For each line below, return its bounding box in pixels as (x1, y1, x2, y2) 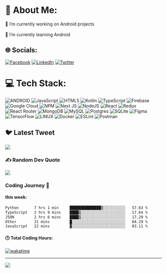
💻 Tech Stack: (5, 77, 67, 89)
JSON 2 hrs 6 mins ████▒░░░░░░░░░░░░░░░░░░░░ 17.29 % (5, 214, 148, 220)
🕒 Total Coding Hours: (5, 235, 53, 241)
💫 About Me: (5, 4, 58, 16)
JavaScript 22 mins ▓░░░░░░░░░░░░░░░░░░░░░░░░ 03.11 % (5, 224, 148, 229)
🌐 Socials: (5, 46, 38, 54)
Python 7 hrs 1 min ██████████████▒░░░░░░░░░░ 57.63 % (5, 205, 148, 210)
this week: (5, 194, 27, 200)
